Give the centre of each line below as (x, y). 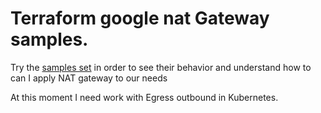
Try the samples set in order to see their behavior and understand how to (161, 67)
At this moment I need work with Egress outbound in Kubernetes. (144, 97)
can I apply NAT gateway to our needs (89, 78)
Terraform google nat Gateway (140, 18)
